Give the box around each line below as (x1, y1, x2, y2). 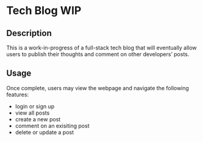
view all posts (15, 109, 50, 116)
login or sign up (15, 102, 55, 110)
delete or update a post (15, 129, 74, 136)
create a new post (15, 115, 61, 122)
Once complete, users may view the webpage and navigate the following (6, 84, 189, 91)
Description (6, 28, 52, 38)
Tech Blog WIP (6, 4, 82, 18)
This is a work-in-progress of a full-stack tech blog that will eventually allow (6, 44, 197, 51)
